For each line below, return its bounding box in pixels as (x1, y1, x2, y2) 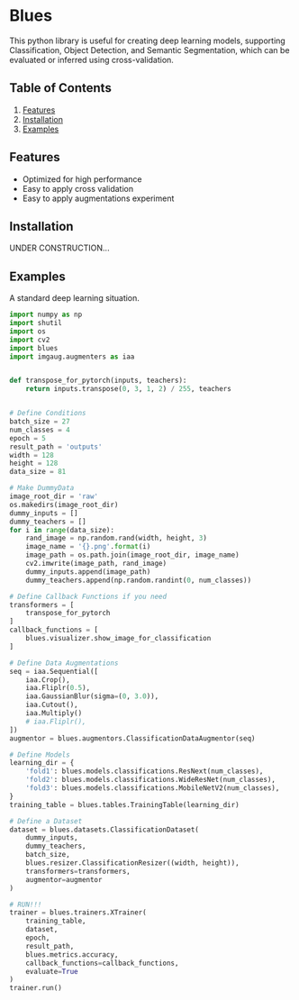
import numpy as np (9, 310, 83, 320)
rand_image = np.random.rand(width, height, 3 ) (25, 533, 207, 543)
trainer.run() (9, 984, 63, 993)
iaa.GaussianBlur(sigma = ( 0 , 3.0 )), (25, 692, 159, 701)
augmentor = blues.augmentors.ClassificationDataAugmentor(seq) (9, 733, 256, 743)
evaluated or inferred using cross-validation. (9, 54, 174, 65)
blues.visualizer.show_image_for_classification (25, 634, 212, 643)
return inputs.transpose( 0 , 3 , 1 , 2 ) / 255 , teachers (25, 385, 231, 394)
